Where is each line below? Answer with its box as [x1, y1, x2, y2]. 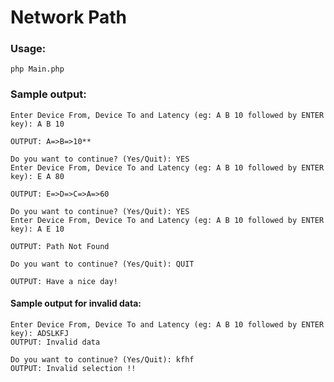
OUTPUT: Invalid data [10, 337, 101, 347]
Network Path [10, 6, 127, 29]
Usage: [10, 42, 47, 56]
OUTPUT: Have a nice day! [10, 276, 118, 286]
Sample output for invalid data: [10, 297, 142, 310]
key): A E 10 [10, 224, 65, 234]
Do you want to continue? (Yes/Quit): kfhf [10, 354, 195, 365]
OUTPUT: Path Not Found [10, 241, 110, 251]
